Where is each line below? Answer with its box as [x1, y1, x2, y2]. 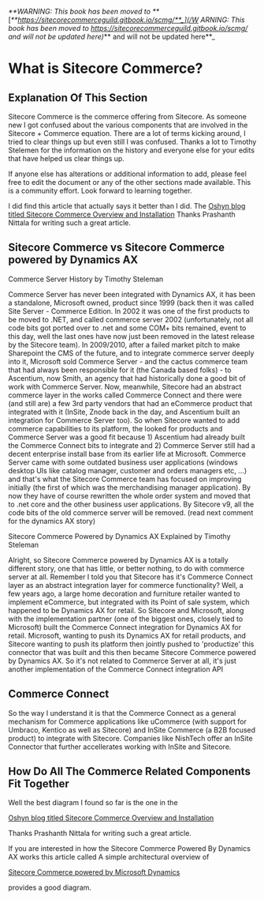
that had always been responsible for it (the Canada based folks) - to [8, 365, 232, 375]
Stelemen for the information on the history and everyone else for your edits [8, 145, 255, 155]
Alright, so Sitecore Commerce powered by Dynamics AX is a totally [8, 555, 229, 564]
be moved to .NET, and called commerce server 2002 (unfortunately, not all [8, 314, 254, 324]
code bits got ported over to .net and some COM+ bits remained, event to [8, 323, 247, 333]
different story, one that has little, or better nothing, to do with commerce [8, 563, 245, 573]
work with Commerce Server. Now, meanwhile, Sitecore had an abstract [8, 382, 242, 391]
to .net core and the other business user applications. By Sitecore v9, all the [8, 499, 255, 509]
